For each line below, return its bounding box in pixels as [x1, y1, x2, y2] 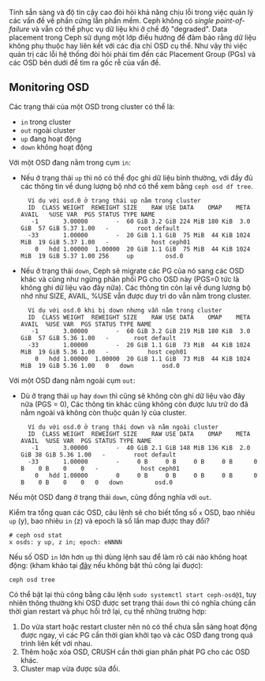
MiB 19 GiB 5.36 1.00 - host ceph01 [20, 348, 188, 356]
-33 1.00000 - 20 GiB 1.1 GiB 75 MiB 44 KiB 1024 [28, 231, 251, 239]
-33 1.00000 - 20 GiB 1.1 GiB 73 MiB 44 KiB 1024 [28, 341, 251, 349]
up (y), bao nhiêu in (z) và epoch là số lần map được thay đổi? [9, 516, 210, 525]
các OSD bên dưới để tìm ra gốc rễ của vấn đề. [9, 58, 161, 67]
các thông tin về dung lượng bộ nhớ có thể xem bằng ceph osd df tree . [20, 181, 253, 191]
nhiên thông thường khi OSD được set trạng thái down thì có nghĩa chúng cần [9, 598, 256, 607]
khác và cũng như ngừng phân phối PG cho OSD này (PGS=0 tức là [20, 274, 240, 284]
